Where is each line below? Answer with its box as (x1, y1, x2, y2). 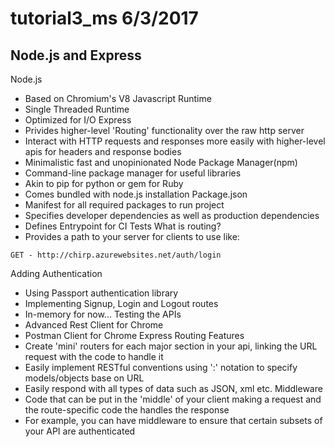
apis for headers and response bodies (24, 146, 182, 157)
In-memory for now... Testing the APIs (24, 308, 182, 320)
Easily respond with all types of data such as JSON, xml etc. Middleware (24, 383, 323, 394)
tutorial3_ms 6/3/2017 (10, 7, 199, 30)
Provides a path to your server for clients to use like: (24, 231, 240, 242)
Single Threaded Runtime (24, 103, 130, 115)
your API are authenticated (24, 425, 136, 437)
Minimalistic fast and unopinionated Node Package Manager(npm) (24, 157, 298, 168)
